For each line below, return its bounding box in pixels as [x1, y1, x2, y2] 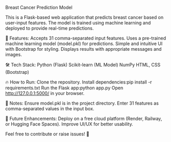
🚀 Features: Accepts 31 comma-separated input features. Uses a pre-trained [5, 35, 166, 41]
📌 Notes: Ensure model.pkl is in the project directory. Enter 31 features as [5, 100, 159, 106]
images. [5, 51, 22, 57]
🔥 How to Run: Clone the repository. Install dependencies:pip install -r [5, 79, 152, 85]
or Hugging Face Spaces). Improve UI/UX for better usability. [5, 121, 134, 127]
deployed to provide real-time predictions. [5, 25, 94, 31]
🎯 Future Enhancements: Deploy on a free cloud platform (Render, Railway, [5, 115, 162, 121]
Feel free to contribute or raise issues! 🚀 [5, 131, 89, 137]
